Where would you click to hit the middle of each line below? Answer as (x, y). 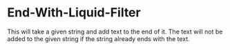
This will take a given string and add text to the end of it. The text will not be (115, 32)
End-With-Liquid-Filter (74, 13)
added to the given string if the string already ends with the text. (98, 38)
